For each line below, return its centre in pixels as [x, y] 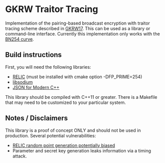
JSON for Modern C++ [36, 87]
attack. [20, 156]
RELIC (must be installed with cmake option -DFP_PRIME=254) [77, 77]
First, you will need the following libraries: [48, 67]
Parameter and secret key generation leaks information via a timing [82, 150]
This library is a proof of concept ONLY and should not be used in [73, 130]
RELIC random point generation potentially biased [64, 145]
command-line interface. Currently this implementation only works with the [83, 34]
